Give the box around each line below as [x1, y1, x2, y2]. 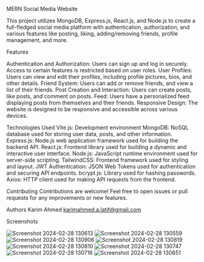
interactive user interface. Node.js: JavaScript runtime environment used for [6, 150, 198, 157]
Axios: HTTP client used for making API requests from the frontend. [6, 176, 177, 183]
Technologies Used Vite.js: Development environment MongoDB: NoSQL [6, 124, 189, 131]
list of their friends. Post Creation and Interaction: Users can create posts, [6, 86, 192, 93]
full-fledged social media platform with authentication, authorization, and [6, 24, 190, 31]
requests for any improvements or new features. [6, 194, 128, 201]
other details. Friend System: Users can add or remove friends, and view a [6, 79, 194, 87]
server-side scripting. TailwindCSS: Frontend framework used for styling [6, 156, 189, 164]
